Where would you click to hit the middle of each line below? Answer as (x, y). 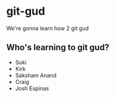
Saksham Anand (36, 75)
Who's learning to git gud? (58, 47)
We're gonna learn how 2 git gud (48, 28)
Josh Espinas (32, 88)
